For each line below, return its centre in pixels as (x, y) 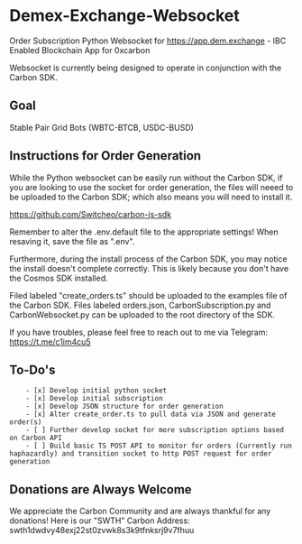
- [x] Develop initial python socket (96, 391)
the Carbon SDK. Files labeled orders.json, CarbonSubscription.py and (140, 305)
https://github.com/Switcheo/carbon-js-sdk (91, 214)
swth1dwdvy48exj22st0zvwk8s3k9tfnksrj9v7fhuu (102, 530)
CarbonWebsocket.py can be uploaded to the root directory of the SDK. (142, 314)
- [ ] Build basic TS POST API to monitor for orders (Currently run (159, 446)
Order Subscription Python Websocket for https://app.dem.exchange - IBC (148, 41)
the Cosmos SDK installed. (59, 278)
